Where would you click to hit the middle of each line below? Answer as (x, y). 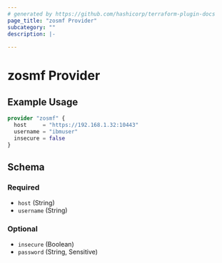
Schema (26, 167)
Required (24, 187)
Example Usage (43, 102)
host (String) (36, 203)
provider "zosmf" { (36, 118)
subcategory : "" (31, 27)
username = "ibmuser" (46, 131)
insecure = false (40, 138)
